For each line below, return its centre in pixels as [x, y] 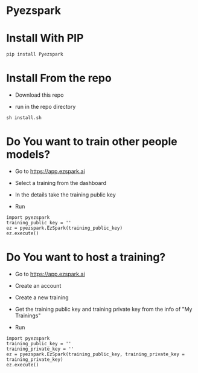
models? [28, 154]
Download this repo [39, 95]
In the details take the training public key [65, 195]
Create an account [38, 285]
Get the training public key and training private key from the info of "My [104, 309]
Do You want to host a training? [86, 257]
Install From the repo [59, 78]
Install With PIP [45, 38]
